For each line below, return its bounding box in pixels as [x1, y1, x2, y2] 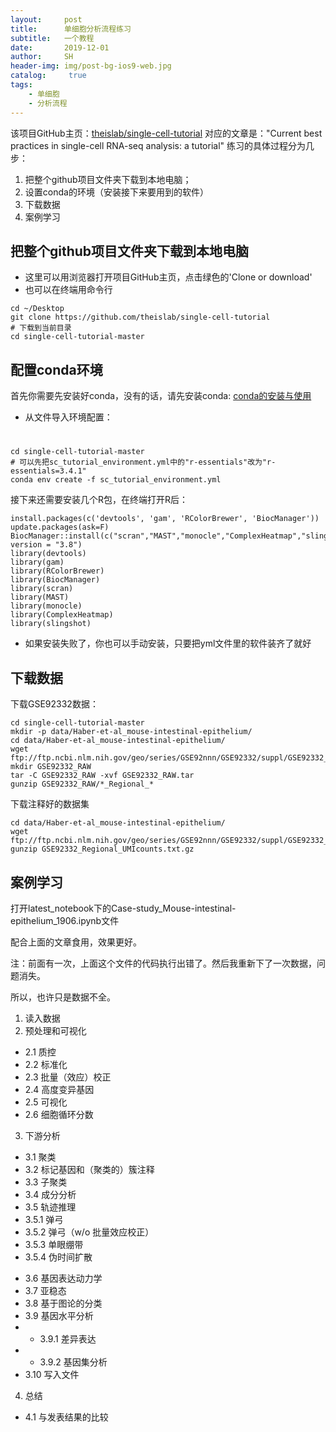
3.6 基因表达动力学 [24, 1272, 103, 1284]
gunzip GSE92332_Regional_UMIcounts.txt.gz [10, 844, 195, 855]
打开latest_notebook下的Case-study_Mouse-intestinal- [10, 902, 237, 914]
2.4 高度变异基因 [24, 1083, 95, 1095]
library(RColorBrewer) [10, 566, 105, 576]
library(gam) [10, 557, 65, 568]
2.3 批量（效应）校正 [24, 1071, 112, 1083]
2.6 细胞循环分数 [24, 1108, 94, 1120]
